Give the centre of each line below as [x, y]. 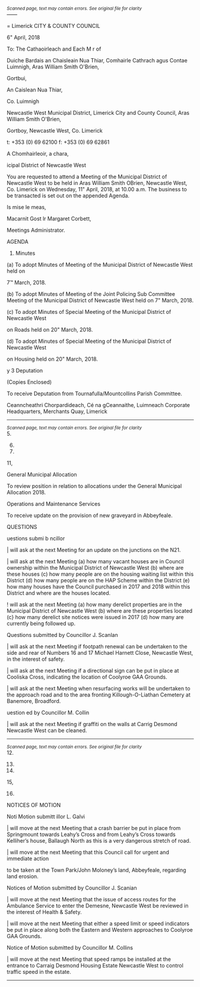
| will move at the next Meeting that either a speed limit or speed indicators [98, 923]
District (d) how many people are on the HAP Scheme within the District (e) [98, 580]
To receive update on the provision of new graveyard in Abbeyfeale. [90, 515]
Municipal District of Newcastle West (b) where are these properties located [100, 611]
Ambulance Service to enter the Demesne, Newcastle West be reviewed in [98, 906]
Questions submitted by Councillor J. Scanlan [62, 635]
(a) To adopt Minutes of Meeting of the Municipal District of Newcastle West [100, 265]
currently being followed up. [41, 623]
